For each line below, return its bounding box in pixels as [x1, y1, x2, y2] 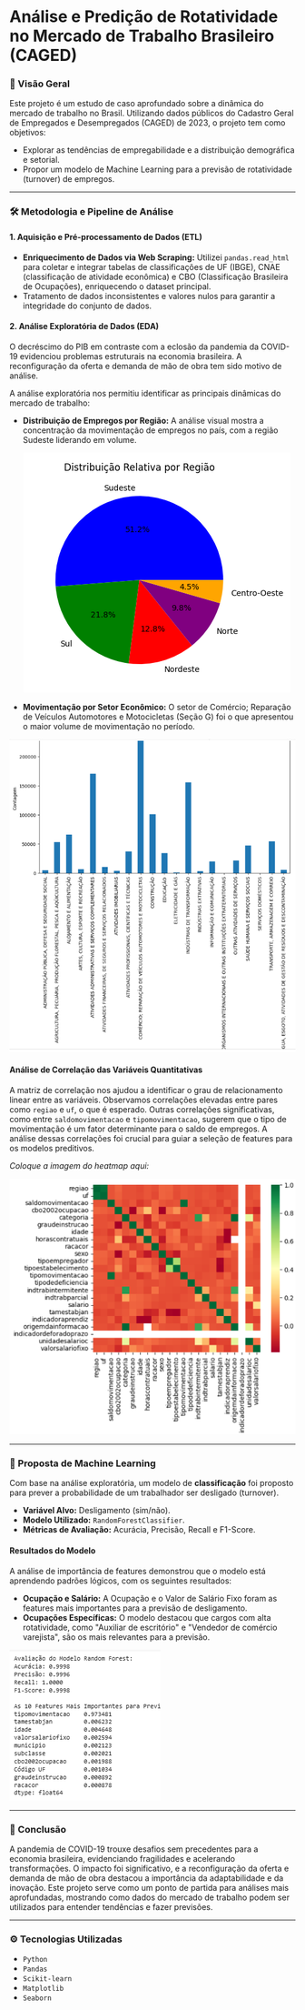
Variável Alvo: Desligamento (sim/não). [22, 1505, 171, 1516]
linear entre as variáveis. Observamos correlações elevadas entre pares [9, 1094, 279, 1105]
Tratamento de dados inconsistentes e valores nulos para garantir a [22, 290, 276, 301]
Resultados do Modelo [9, 1545, 96, 1556]
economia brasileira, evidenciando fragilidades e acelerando [9, 1853, 236, 1864]
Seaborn [22, 1994, 52, 2003]
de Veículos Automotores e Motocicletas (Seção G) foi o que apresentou [22, 711, 294, 722]
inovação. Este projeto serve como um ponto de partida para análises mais [9, 1882, 289, 1893]
